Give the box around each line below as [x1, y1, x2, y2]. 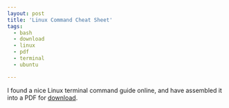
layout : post [7, 10, 45, 17]
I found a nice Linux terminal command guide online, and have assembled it [7, 86, 223, 94]
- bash [13, 29, 33, 36]
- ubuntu [13, 61, 39, 68]
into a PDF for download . [7, 94, 78, 102]
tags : [7, 23, 23, 30]
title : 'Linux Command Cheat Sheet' [7, 17, 113, 23]
